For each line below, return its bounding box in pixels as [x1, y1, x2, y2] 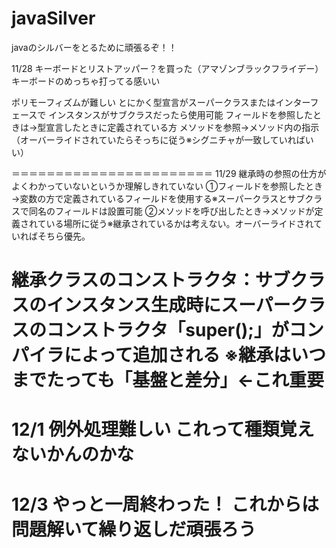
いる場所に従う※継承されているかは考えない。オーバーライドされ [45, 217, 314, 229]
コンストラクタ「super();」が [46, 319, 289, 342]
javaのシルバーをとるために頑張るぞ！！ [11, 41, 178, 53]
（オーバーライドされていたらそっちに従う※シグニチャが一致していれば [11, 133, 306, 146]
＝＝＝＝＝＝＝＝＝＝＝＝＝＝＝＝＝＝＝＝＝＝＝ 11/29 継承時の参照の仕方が [11, 167, 327, 179]
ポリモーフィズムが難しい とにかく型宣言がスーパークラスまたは [11, 96, 276, 108]
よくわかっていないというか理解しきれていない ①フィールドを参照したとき [11, 180, 323, 192]
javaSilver [11, 7, 96, 30]
